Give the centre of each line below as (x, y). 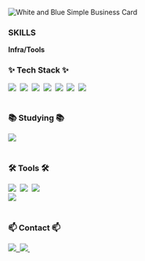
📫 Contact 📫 (34, 228)
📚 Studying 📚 (36, 117)
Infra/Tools (27, 50)
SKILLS (22, 32)
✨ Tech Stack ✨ (38, 70)
